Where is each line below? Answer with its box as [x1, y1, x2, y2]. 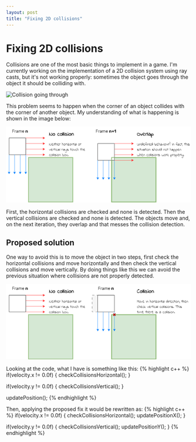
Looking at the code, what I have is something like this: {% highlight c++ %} [6, 365, 190, 372]
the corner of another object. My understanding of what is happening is [6, 109, 179, 116]
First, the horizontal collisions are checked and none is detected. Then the [6, 208, 185, 215]
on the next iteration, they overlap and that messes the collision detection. [6, 220, 185, 227]
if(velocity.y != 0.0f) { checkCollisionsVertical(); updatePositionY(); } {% [6, 423, 179, 430]
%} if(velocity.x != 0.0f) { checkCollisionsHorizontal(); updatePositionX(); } [6, 411, 186, 418]
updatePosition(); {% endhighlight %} [6, 394, 97, 401]
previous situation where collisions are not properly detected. [6, 272, 154, 279]
